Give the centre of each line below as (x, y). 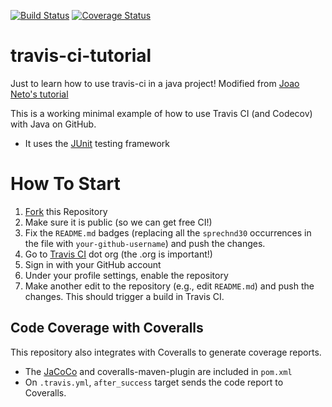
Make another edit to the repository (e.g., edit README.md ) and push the (169, 286)
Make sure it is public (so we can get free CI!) (118, 222)
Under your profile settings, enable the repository (126, 275)
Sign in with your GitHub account (93, 264)
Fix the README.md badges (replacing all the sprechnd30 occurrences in (168, 232)
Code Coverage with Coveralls (107, 328)
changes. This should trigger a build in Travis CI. (124, 296)
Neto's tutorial (39, 94)
